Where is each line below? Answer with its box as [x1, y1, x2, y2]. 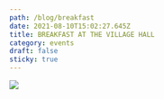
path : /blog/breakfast [9, 13, 95, 22]
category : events [9, 38, 75, 48]
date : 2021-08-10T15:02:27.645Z [9, 22, 131, 31]
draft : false [9, 47, 59, 56]
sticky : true [9, 55, 59, 64]
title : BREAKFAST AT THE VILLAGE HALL [9, 30, 155, 39]
